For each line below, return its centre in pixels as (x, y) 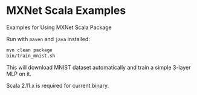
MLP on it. (19, 74)
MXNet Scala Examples (66, 11)
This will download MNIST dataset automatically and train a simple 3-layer (98, 67)
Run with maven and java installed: (48, 39)
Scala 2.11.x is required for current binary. (58, 85)
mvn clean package (29, 50)
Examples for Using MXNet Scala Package (59, 27)
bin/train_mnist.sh (31, 56)
